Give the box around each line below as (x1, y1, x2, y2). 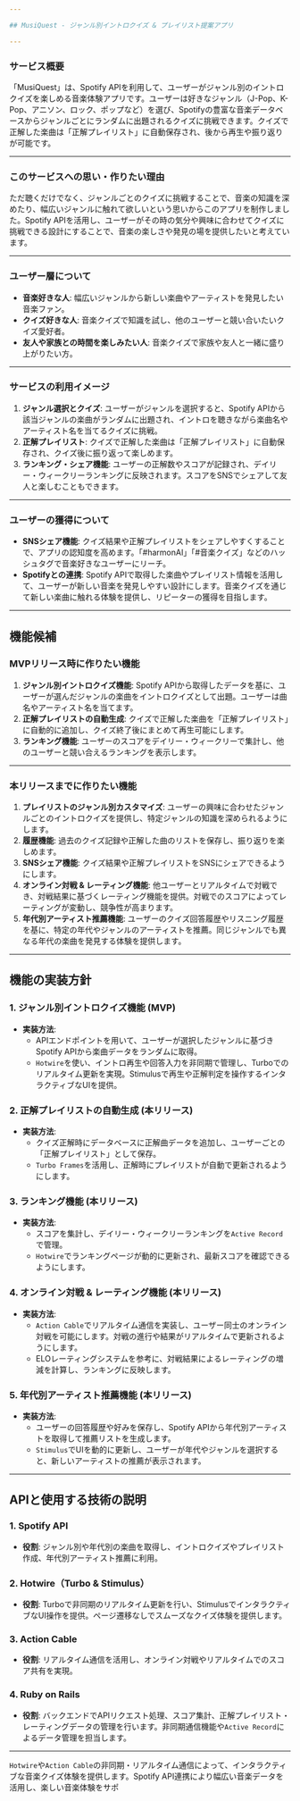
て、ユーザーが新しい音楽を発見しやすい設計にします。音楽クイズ (21, 581, 263, 591)
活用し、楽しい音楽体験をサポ (9, 1781, 119, 1792)
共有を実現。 (29, 1665, 78, 1676)
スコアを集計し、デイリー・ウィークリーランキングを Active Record (35, 1228, 284, 1239)
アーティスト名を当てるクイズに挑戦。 (21, 425, 162, 436)
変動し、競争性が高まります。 (68, 902, 179, 913)
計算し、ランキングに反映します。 (51, 1364, 176, 1375)
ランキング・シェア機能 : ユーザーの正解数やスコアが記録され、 (21, 458, 254, 469)
